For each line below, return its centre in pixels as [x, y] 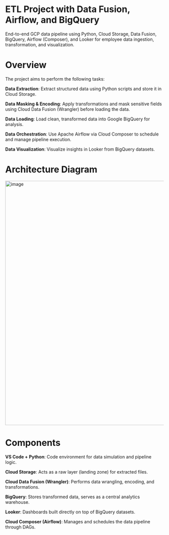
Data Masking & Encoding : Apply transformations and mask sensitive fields [83, 104]
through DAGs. [21, 527]
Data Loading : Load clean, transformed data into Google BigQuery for [78, 119]
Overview [26, 65]
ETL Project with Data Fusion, [68, 9]
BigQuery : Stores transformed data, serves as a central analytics [72, 497]
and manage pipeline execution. [38, 139]
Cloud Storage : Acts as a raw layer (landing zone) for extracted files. [77, 472]
